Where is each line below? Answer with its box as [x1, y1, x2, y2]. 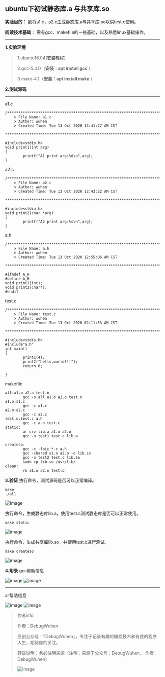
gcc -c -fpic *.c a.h [23, 446, 67, 451]
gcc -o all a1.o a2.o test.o [23, 394, 82, 400]
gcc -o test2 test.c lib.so [23, 455, 80, 460]
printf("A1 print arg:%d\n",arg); [23, 153, 93, 158]
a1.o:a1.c [5, 399, 26, 404]
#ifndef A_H [5, 272, 29, 277]
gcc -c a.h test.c [23, 420, 60, 425]
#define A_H [5, 276, 29, 281]
